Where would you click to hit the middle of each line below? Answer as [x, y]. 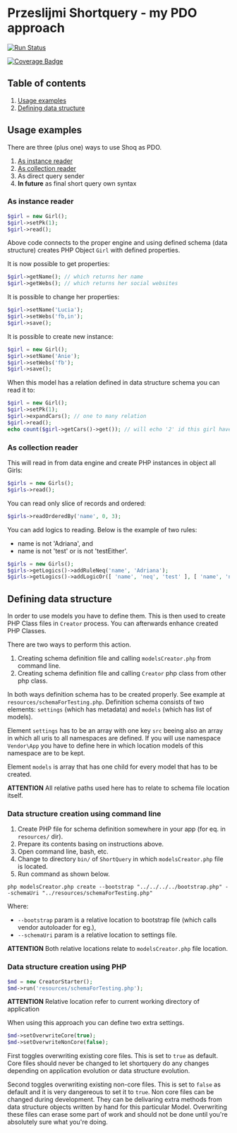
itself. [15, 796]
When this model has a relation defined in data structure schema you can [114, 383]
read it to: [21, 390]
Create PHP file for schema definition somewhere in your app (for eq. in [121, 829]
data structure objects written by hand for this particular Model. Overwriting [117, 1107]
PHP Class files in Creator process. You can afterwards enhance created [113, 623]
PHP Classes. [27, 631]
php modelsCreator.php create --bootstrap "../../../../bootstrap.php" [115, 887]
